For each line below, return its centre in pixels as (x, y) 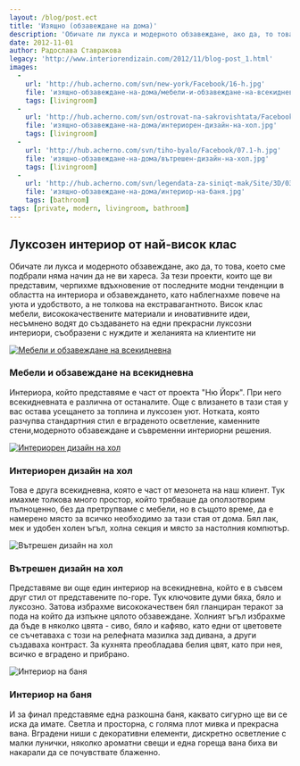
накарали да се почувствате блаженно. (85, 752)
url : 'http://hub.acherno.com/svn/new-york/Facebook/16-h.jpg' (146, 84)
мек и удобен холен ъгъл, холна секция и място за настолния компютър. (150, 529)
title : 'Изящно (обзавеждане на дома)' (83, 26)
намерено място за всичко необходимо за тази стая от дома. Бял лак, (144, 519)
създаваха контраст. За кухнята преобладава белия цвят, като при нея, (146, 645)
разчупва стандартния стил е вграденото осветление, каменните (135, 420)
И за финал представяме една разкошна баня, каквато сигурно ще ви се (149, 714)
